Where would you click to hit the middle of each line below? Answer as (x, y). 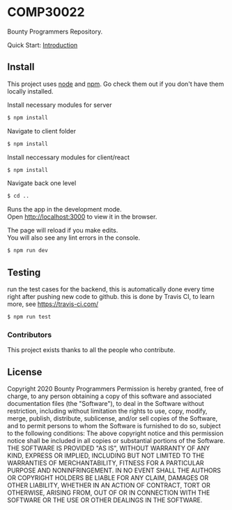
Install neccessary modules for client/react (69, 157)
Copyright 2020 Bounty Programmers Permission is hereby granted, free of (116, 388)
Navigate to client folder (42, 131)
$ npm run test (29, 316)
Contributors (30, 335)
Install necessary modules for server (60, 105)
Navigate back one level (42, 183)
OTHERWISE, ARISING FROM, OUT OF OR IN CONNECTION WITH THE (109, 493)
